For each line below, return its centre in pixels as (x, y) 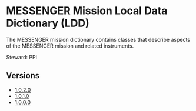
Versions (23, 75)
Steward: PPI (21, 57)
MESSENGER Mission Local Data (87, 11)
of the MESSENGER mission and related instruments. (70, 46)
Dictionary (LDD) (48, 23)
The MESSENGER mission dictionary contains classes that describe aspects (98, 39)
